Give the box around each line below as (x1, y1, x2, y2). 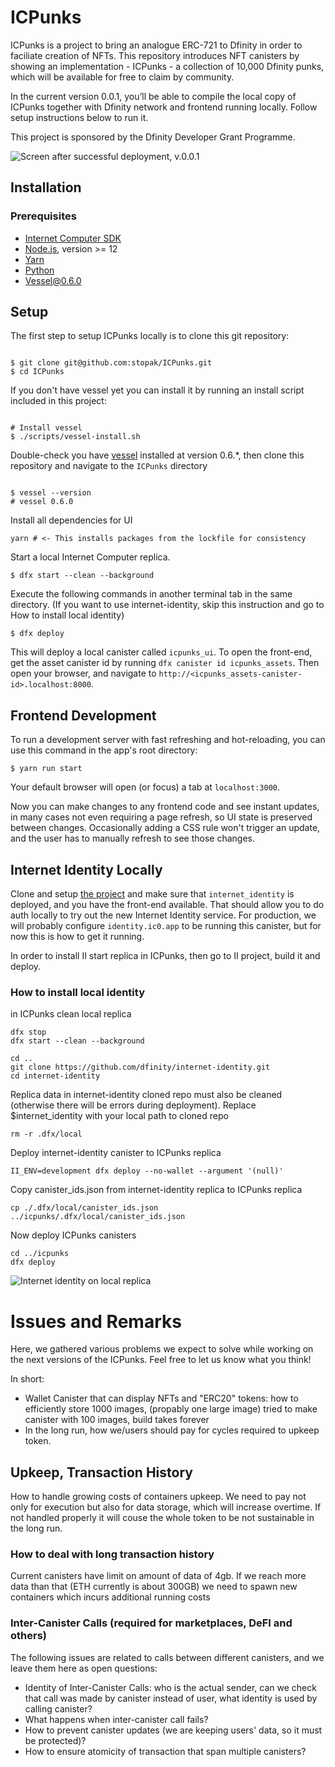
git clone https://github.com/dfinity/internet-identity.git (10, 1062, 271, 1073)
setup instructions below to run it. (10, 111, 149, 123)
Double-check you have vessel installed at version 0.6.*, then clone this (10, 449, 305, 461)
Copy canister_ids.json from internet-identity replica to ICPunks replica (10, 1184, 303, 1196)
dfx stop (10, 1027, 47, 1038)
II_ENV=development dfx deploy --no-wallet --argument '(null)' (10, 1166, 284, 1176)
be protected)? (24, 1734, 87, 1746)
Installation (10, 179, 82, 196)
